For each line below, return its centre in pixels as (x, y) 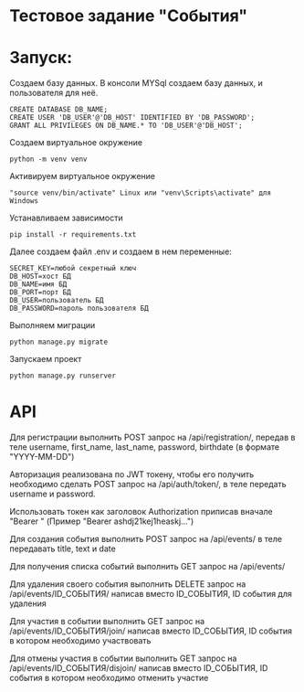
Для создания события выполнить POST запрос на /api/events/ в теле (146, 539)
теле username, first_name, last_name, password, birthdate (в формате (145, 447)
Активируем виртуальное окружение (83, 176)
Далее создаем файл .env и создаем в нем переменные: (121, 251)
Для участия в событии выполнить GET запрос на (107, 622)
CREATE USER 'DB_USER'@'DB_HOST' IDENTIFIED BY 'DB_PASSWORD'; (132, 118)
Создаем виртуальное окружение (76, 143)
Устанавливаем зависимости (66, 218)
